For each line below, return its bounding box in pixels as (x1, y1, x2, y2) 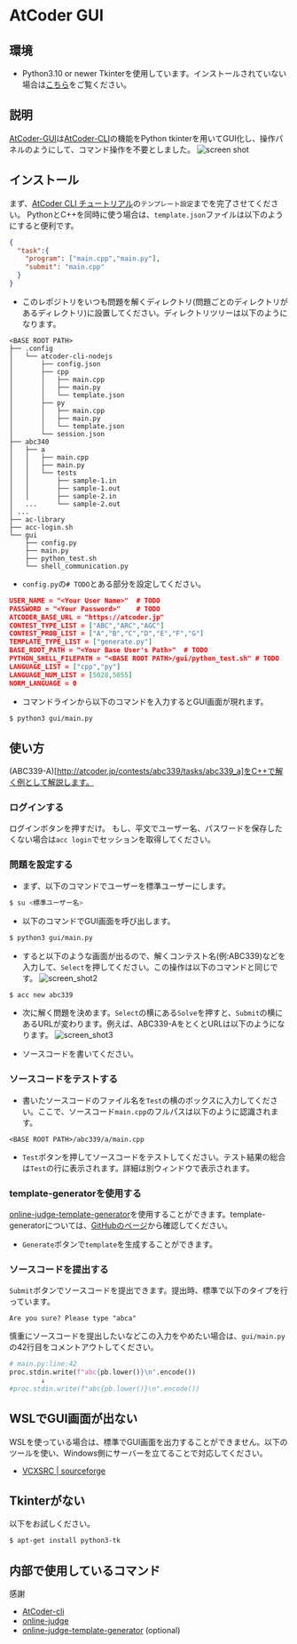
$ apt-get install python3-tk (9, 1536, 121, 1545)
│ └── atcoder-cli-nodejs (9, 352, 113, 361)
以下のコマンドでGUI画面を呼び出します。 (21, 915, 176, 926)
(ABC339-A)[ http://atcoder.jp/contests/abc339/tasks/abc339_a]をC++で (9, 766, 276, 777)
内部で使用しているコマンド (9, 1563, 161, 1578)
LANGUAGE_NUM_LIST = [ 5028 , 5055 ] (9, 670, 133, 680)
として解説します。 (24, 777, 95, 787)
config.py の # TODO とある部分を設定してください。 (21, 579, 207, 589)
